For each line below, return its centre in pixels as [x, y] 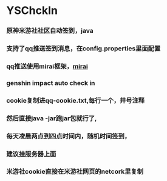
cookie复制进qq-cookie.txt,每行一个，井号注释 [75, 100]
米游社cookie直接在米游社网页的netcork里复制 [75, 172]
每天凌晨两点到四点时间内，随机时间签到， [69, 136]
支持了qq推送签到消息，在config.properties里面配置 [83, 49]
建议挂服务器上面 [31, 154]
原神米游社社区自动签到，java [50, 31]
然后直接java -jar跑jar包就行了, [52, 118]
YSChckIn [32, 11]
